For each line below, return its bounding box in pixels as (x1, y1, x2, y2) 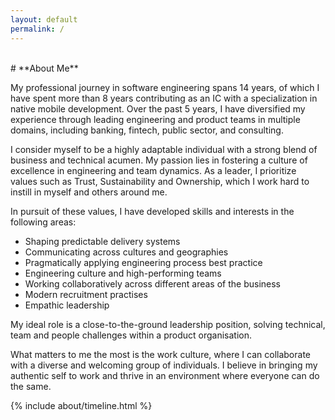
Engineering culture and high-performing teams (24, 267, 222, 279)
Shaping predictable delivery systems (24, 235, 181, 247)
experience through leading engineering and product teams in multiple (10, 113, 301, 125)
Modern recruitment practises (24, 288, 148, 300)
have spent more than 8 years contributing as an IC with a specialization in (10, 92, 318, 104)
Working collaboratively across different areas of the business (24, 277, 281, 290)
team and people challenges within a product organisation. (10, 329, 253, 341)
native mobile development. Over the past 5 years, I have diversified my (10, 102, 306, 115)
